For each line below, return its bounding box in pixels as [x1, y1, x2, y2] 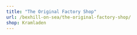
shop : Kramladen [6, 20, 46, 26]
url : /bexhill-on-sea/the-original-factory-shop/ [6, 14, 132, 20]
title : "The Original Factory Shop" [6, 8, 97, 15]
